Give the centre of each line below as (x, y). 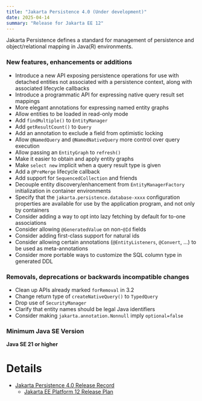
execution (27, 146)
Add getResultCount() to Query (53, 127)
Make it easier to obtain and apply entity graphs (74, 159)
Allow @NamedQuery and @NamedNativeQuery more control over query (97, 139)
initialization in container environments (63, 191)
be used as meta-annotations (52, 248)
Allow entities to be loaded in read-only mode (71, 114)
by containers (32, 210)
